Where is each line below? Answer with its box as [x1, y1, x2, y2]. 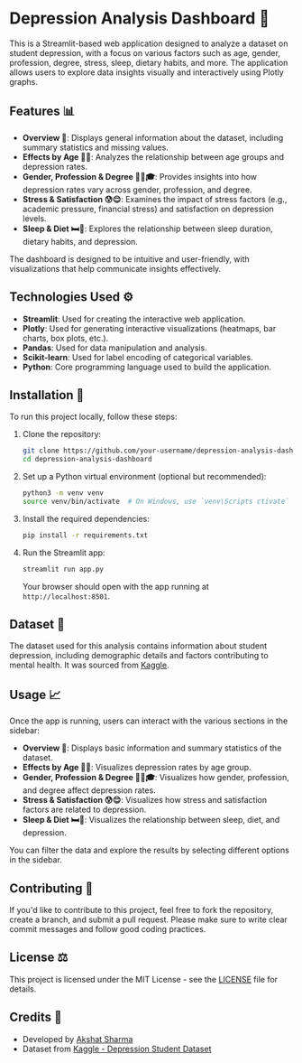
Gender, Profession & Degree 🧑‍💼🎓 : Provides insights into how [22, 171, 258, 182]
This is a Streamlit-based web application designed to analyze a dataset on [9, 38, 288, 49]
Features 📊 [9, 104, 75, 119]
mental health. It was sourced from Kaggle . [9, 659, 169, 671]
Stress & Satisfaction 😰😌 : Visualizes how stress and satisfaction [22, 795, 268, 806]
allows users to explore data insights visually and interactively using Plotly [9, 67, 284, 78]
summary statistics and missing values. [22, 142, 169, 153]
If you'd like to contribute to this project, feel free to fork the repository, [9, 905, 274, 916]
